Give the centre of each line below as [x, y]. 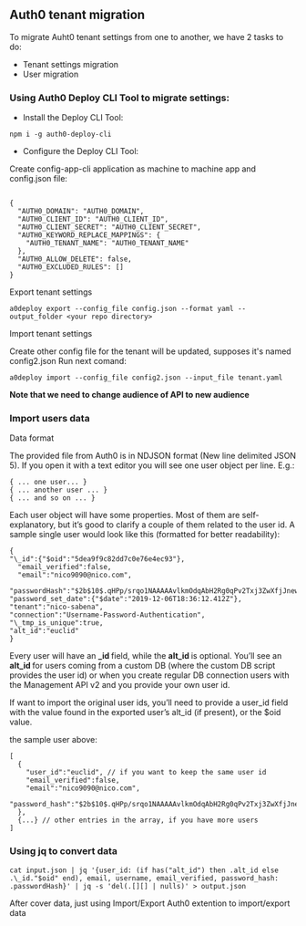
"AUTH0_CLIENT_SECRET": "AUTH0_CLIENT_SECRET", [110, 227]
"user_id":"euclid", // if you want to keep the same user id [146, 773]
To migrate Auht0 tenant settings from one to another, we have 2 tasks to [147, 36]
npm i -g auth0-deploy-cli [61, 135]
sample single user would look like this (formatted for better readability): [145, 535]
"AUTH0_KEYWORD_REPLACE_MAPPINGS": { [89, 235]
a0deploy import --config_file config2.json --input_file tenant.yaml [146, 378]
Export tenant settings [51, 292]
